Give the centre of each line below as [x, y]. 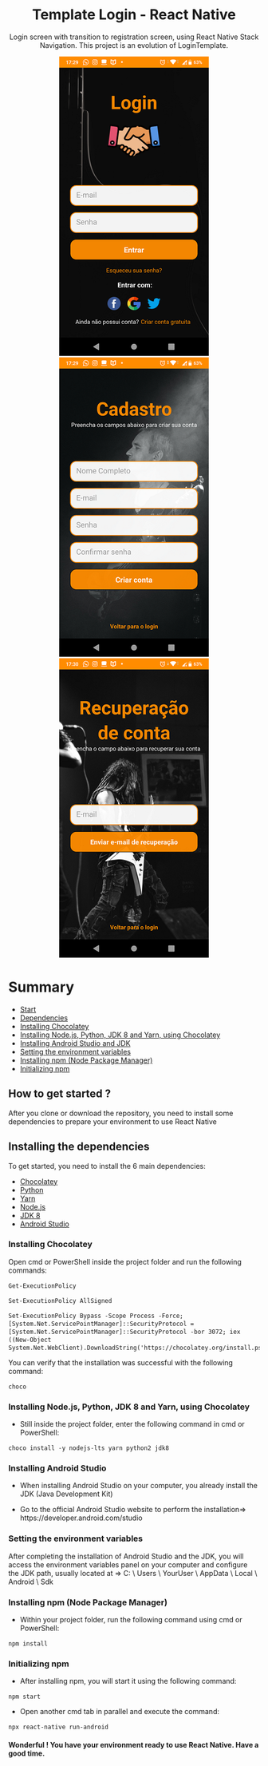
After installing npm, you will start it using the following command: [128, 1681]
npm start [25, 1697]
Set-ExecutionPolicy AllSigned [60, 1301]
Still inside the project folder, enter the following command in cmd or [132, 1424]
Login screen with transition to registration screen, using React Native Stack [134, 37]
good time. [27, 1753]
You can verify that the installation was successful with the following [121, 1362]
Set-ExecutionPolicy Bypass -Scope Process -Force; [96, 1316]
